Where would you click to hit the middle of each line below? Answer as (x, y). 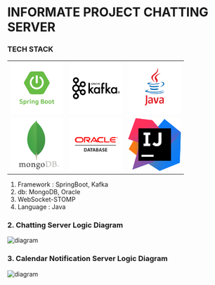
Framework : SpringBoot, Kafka (63, 184)
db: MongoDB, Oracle (49, 191)
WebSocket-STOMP (46, 199)
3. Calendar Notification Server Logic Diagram (87, 259)
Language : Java (41, 207)
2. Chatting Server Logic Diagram (65, 224)
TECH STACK (31, 49)
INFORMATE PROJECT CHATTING (108, 12)
